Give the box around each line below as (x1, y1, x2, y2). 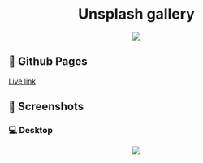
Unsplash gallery (78, 5, 195, 24)
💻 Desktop (8, 125, 54, 136)
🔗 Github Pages (8, 54, 88, 69)
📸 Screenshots (8, 100, 84, 114)
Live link (8, 76, 37, 86)
